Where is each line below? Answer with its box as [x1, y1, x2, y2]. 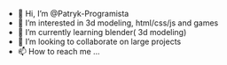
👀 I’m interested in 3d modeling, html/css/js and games [17, 18, 219, 28]
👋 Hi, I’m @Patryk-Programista [17, 9, 129, 18]
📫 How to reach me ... [17, 47, 100, 56]
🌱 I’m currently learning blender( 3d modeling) [17, 27, 187, 37]
